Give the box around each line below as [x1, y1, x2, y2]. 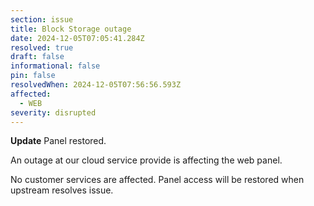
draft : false [10, 52, 65, 62]
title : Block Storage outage [10, 24, 132, 34]
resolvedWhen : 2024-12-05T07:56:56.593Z [10, 80, 182, 90]
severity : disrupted [10, 107, 97, 118]
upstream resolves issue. [10, 184, 114, 196]
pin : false [10, 71, 56, 81]
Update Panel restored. [10, 135, 107, 147]
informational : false [10, 61, 101, 71]
